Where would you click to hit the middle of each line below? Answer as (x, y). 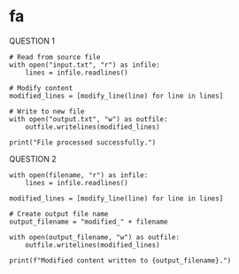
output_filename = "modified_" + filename (89, 222)
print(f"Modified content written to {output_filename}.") (120, 260)
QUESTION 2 (33, 159)
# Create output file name (59, 214)
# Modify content (41, 88)
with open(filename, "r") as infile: (79, 175)
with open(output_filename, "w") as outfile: (94, 237)
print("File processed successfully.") (83, 142)
